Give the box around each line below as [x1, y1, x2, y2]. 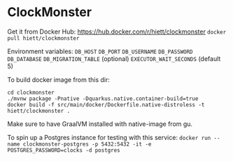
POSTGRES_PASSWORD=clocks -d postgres [7, 146, 120, 154]
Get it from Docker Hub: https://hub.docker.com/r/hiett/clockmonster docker [7, 27, 227, 36]
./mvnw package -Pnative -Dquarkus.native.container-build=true [7, 95, 199, 102]
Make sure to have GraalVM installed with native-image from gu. [7, 120, 193, 128]
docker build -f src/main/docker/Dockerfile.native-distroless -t [7, 101, 205, 108]
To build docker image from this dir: [7, 75, 110, 84]
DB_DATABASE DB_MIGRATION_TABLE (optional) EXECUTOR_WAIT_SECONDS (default [7, 54, 221, 63]
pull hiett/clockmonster [7, 34, 80, 42]
